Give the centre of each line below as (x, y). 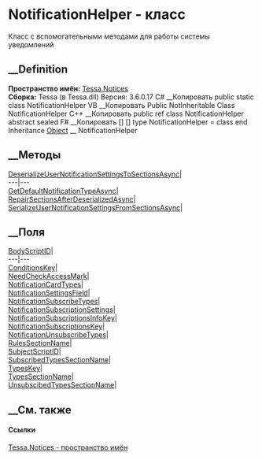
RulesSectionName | (40, 343)
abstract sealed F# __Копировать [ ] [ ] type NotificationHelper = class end (128, 122)
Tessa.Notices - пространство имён (68, 447)
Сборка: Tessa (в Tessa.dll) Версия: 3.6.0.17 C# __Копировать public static (131, 97)
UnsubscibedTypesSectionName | (63, 385)
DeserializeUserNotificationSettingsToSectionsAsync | (95, 174)
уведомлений (31, 44)
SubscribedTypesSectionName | (60, 360)
